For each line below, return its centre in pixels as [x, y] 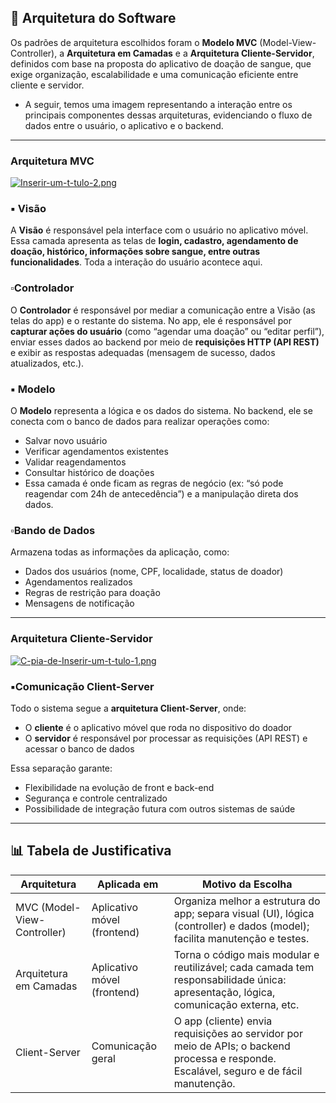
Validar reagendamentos [75, 462]
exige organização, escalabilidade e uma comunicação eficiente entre [154, 74]
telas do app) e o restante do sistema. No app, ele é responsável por [151, 320]
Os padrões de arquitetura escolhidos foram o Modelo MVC [134, 42]
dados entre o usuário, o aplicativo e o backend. [124, 125]
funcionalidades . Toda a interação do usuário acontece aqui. [136, 262]
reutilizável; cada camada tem [244, 967]
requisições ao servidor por [238, 1033]
